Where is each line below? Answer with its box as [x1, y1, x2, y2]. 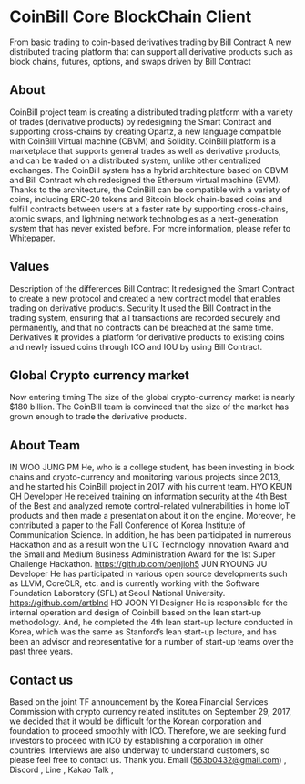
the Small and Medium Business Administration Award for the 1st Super [9, 549, 276, 560]
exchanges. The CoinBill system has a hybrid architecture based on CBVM [9, 164, 289, 175]
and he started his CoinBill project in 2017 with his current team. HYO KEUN [9, 481, 293, 492]
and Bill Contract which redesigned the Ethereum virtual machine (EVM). [9, 174, 281, 185]
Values [9, 259, 50, 274]
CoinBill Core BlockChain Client [9, 6, 252, 27]
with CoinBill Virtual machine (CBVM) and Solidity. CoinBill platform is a [9, 135, 276, 147]
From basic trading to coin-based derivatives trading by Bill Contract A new [9, 36, 292, 47]
